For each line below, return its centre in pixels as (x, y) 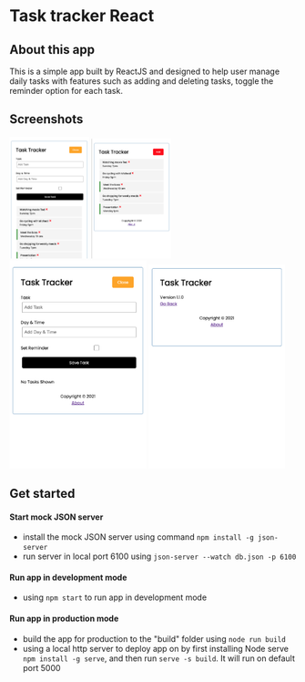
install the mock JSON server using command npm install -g (138, 537)
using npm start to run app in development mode (115, 597)
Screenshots (46, 119)
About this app (52, 50)
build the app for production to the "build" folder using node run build (154, 638)
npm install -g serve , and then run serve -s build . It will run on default (159, 658)
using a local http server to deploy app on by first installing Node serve (156, 648)
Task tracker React (82, 16)
